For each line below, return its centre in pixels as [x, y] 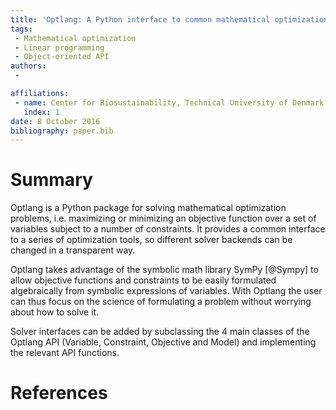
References [59, 393]
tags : [21, 29]
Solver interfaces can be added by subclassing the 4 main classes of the [160, 332]
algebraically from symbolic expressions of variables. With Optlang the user [166, 291]
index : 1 [41, 112]
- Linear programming [59, 47]
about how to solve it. [55, 312]
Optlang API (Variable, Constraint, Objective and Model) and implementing [163, 342]
